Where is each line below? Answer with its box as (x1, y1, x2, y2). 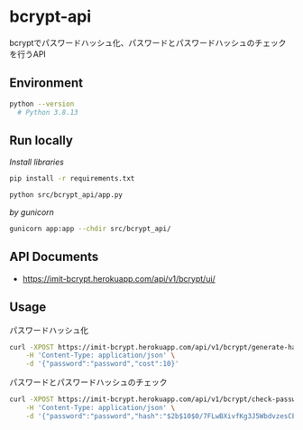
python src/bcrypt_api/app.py (9, 191, 124, 200)
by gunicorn (9, 207, 54, 218)
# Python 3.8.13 (17, 107, 78, 117)
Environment (9, 75, 84, 91)
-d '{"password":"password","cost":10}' (25, 360, 179, 369)
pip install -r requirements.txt (9, 174, 135, 183)
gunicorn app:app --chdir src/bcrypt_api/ (9, 224, 171, 234)
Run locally (9, 133, 74, 148)
